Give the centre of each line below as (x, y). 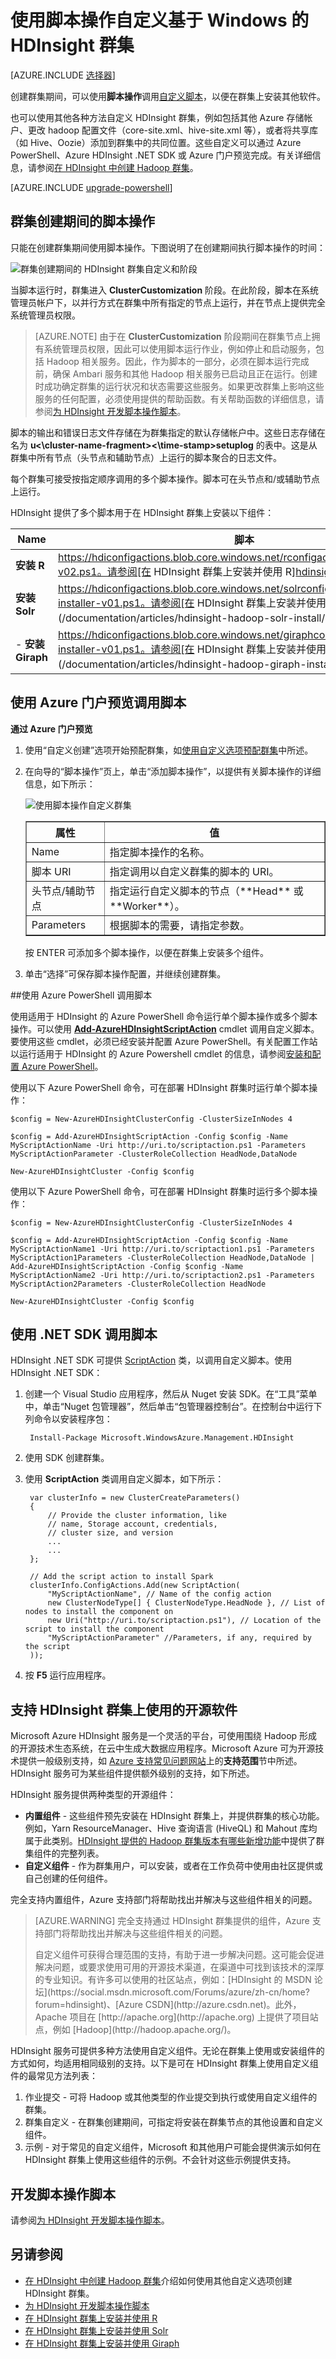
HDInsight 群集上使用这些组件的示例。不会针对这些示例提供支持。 (160, 2160)
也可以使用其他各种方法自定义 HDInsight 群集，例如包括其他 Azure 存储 (157, 117)
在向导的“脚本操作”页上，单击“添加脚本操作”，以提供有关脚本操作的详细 (173, 771)
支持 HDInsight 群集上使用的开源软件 (124, 1709)
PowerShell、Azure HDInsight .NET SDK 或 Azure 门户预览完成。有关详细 (161, 155)
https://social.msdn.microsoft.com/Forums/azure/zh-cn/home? (180, 1992)
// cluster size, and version (110, 1533)
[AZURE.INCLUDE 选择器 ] (63, 75)
